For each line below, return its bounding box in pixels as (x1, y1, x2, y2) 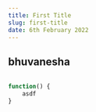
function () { (8, 83, 51, 91)
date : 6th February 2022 (8, 26, 89, 34)
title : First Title (8, 11, 72, 20)
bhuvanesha (8, 55, 70, 68)
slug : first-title (8, 19, 68, 27)
